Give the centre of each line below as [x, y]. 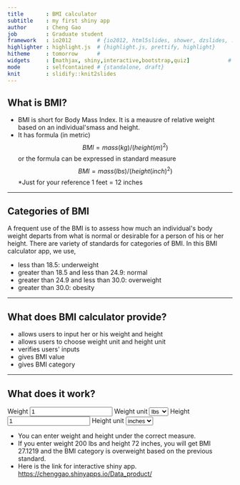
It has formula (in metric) [54, 135]
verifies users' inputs [49, 349]
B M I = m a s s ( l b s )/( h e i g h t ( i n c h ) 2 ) [125, 170]
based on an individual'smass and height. [79, 127]
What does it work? [51, 394]
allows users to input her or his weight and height [90, 334]
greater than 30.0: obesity [56, 288]
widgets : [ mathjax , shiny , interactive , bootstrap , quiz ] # [120, 61]
